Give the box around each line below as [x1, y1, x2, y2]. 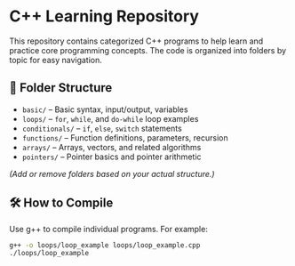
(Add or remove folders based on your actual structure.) [9, 168, 215, 179]
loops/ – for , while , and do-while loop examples [21, 113, 199, 124]
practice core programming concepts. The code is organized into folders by [9, 44, 287, 55]
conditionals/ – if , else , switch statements [21, 123, 182, 133]
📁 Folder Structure [9, 80, 113, 95]
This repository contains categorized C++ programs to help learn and [9, 36, 264, 46]
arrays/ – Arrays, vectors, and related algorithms [21, 141, 202, 152]
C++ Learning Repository [9, 6, 200, 27]
